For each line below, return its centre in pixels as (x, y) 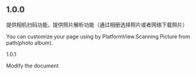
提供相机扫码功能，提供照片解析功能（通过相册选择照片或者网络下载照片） (97, 25)
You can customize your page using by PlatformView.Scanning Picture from (98, 36)
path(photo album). (30, 43)
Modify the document (33, 66)
